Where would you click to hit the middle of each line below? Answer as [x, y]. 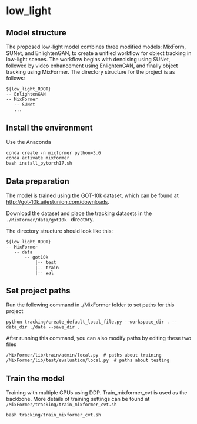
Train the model [35, 378]
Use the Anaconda [29, 142]
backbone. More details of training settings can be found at [78, 399]
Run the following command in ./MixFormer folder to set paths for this [90, 305]
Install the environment [49, 128]
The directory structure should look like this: [60, 231]
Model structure [36, 33]
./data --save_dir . [55, 327]
